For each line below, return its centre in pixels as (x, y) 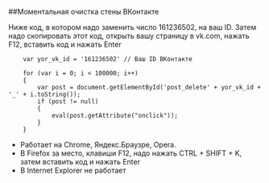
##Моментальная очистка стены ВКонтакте (84, 12)
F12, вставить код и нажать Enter (65, 44)
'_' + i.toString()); (45, 94)
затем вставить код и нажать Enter (80, 162)
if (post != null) (68, 102)
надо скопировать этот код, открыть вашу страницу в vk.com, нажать (129, 36)
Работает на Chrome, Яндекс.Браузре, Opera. (98, 145)
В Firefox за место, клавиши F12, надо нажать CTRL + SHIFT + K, (131, 153)
